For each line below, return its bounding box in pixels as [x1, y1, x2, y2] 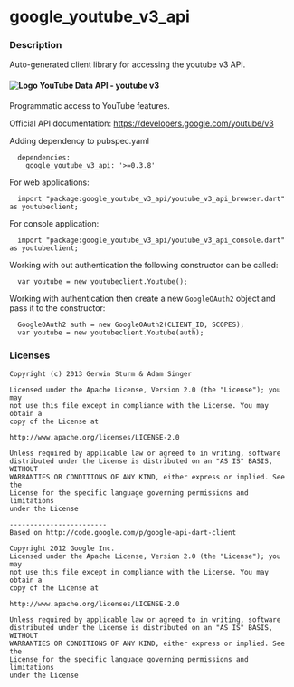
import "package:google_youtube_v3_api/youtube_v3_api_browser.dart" [17, 194, 285, 203]
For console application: [9, 218, 100, 228]
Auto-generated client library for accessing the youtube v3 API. [9, 59, 246, 70]
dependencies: [17, 152, 71, 162]
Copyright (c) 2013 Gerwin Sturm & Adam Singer [9, 369, 193, 378]
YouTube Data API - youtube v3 [39, 80, 160, 92]
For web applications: [9, 177, 90, 188]
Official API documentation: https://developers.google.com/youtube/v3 [9, 118, 274, 129]
